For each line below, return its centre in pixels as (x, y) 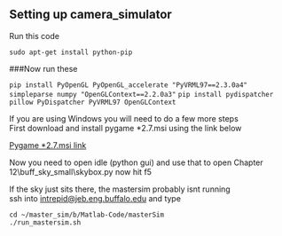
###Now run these (43, 68)
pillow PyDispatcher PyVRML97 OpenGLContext (93, 102)
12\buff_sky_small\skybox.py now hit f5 (81, 171)
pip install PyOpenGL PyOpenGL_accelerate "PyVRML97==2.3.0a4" (129, 85)
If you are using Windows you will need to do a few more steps (124, 118)
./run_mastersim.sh (45, 222)
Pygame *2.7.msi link (48, 145)
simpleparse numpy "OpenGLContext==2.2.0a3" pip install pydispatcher (141, 94)
